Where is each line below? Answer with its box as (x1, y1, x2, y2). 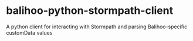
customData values (6, 29, 53, 36)
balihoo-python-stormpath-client (6, 4, 174, 17)
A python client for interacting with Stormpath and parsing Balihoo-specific (6, 23, 188, 30)
